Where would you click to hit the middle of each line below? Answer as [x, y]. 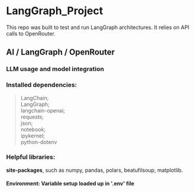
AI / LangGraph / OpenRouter [61, 52]
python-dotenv [39, 142]
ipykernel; [33, 136]
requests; [32, 117]
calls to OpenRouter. [31, 33]
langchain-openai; [43, 110]
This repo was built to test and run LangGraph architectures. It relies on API [98, 27]
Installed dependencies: [42, 85]
